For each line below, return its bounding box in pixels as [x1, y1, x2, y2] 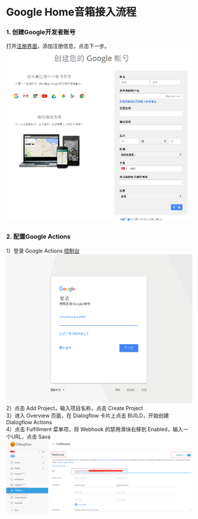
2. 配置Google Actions [6, 232, 71, 241]
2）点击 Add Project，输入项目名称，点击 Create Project [6, 404, 144, 412]
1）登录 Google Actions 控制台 [6, 247, 80, 254]
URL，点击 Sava [11, 433, 51, 440]
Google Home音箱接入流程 [6, 5, 137, 19]
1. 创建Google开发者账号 [6, 28, 76, 36]
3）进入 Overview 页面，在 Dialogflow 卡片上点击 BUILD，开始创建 [6, 412, 170, 419]
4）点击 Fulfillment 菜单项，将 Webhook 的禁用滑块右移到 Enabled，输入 [6, 425, 183, 432]
